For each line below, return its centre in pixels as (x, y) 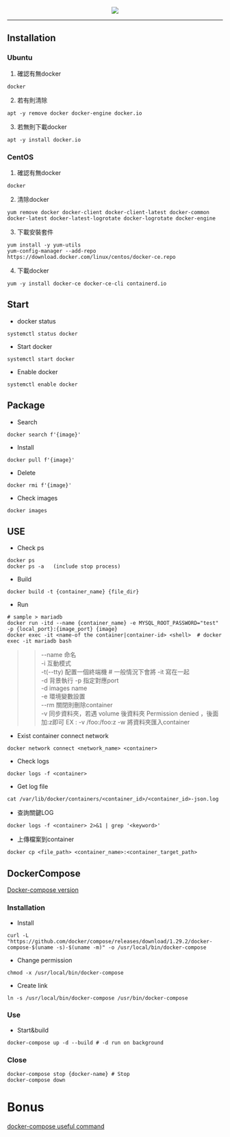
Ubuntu (20, 58)
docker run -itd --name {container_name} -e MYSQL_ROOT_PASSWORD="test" (113, 623)
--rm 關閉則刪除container (77, 705)
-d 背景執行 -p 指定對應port (80, 680)
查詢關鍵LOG (35, 813)
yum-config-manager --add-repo (52, 251)
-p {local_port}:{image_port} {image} (62, 629)
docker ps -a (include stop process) (64, 566)
